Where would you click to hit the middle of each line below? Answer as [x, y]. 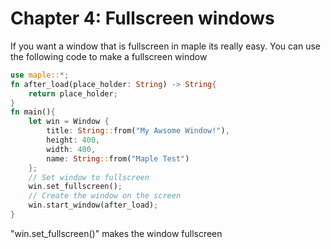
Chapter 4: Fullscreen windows [142, 18]
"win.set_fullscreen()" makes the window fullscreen [116, 233]
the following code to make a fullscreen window [109, 56]
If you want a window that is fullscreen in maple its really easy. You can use [166, 46]
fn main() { [33, 112]
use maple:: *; [40, 75]
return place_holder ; [73, 93]
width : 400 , [71, 149]
